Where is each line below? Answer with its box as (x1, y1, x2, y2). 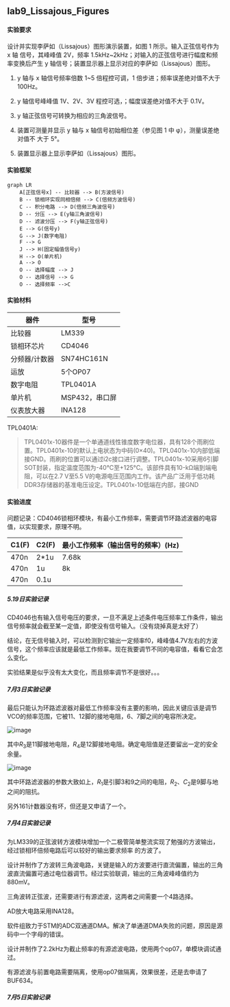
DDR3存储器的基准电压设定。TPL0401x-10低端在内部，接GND (23, 481, 199, 488)
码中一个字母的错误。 (7, 930, 67, 938)
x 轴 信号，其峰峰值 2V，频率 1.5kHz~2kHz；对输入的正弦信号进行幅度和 (7, 51, 212, 59)
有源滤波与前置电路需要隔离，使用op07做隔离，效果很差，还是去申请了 (7, 967, 207, 975)
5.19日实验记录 (7, 595, 49, 603)
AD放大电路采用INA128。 (7, 907, 78, 915)
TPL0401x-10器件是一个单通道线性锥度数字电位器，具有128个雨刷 (23, 438, 209, 446)
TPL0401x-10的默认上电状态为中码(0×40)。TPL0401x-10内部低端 (36, 447, 220, 454)
